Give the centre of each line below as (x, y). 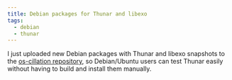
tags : (15, 21)
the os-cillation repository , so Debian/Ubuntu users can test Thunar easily (115, 62)
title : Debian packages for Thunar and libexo (77, 14)
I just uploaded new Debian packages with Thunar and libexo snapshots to (116, 54)
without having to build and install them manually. (79, 69)
